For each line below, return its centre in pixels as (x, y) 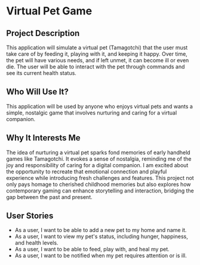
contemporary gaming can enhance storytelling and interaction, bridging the (100, 191)
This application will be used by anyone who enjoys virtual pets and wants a (99, 106)
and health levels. (36, 243)
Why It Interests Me (43, 138)
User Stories (30, 216)
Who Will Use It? (37, 92)
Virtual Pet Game (49, 11)
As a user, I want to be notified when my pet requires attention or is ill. (101, 255)
